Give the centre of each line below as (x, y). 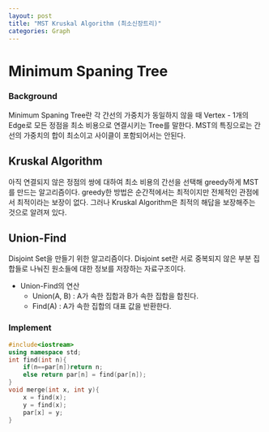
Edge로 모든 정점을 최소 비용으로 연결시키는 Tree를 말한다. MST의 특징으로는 (130, 125)
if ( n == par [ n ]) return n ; (63, 367)
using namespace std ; (45, 352)
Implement (30, 327)
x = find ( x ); (45, 397)
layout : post (30, 16)
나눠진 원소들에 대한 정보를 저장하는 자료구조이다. (108, 269)
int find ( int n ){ (38, 360)
